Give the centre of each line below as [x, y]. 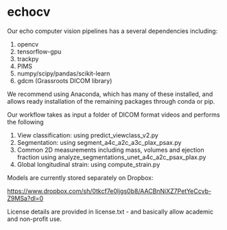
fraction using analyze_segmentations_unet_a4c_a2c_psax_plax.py [111, 157]
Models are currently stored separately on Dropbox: [80, 177]
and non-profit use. [34, 219]
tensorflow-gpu [39, 51]
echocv [29, 12]
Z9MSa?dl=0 [25, 198]
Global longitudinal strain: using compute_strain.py [88, 164]
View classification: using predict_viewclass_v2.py [88, 135]
